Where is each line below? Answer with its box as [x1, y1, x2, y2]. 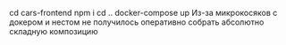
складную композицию [9, 26, 98, 36]
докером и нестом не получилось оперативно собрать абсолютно [9, 17, 265, 27]
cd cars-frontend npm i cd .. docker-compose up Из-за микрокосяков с [9, 8, 278, 18]
